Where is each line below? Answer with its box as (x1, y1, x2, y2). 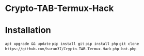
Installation (5, 25, 51, 36)
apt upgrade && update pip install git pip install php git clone (5, 42, 139, 46)
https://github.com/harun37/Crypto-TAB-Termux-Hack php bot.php (5, 46, 137, 52)
